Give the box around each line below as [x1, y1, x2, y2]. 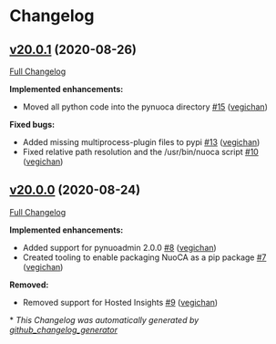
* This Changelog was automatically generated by [9, 314, 199, 325]
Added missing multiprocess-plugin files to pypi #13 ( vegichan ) [22, 137, 261, 147]
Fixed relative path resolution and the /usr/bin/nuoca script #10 [22, 147, 260, 157]
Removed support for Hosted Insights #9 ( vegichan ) [22, 297, 219, 308]
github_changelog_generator [9, 324, 118, 335]
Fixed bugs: [9, 120, 56, 130]
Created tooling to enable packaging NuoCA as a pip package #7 [22, 252, 267, 263]
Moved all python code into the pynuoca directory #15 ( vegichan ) [22, 101, 269, 112]
